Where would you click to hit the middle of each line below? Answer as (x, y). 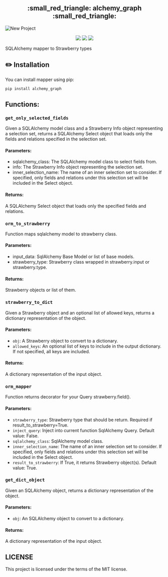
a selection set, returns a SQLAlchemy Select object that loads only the (79, 134)
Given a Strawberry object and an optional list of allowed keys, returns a (80, 313)
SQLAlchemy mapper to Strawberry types (49, 48)
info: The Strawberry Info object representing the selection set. (78, 167)
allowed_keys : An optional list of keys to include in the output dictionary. (87, 346)
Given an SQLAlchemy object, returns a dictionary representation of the (79, 490)
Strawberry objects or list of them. (41, 290)
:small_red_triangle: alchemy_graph (85, 8)
